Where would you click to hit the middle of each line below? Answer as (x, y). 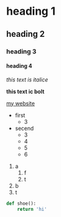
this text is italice (27, 79)
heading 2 (26, 34)
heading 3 (21, 51)
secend (24, 128)
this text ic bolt (25, 91)
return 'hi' (32, 209)
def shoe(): (21, 204)
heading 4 (19, 66)
